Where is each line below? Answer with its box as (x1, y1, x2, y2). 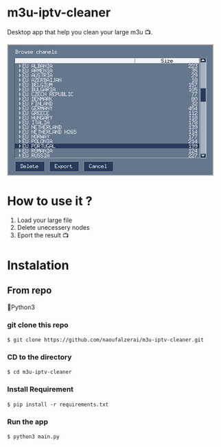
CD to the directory (7, 352, 72, 362)
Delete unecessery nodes (16, 223, 91, 231)
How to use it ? (7, 193, 93, 209)
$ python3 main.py (7, 433, 60, 440)
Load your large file (16, 216, 73, 224)
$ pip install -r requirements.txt (7, 401, 109, 408)
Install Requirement (7, 385, 74, 394)
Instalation (7, 258, 69, 274)
